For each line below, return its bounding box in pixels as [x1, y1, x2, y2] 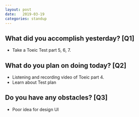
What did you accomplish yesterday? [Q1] [5, 34, 135, 42]
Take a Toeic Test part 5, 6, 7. [12, 47, 71, 53]
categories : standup [5, 16, 47, 21]
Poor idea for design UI [12, 106, 59, 112]
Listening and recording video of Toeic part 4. [12, 74, 104, 80]
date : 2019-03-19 [5, 12, 45, 17]
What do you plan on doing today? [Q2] [5, 61, 127, 70]
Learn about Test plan [12, 79, 57, 85]
